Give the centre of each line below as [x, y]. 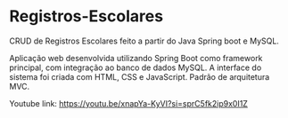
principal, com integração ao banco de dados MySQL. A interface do [136, 67]
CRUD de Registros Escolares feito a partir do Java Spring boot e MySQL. [144, 41]
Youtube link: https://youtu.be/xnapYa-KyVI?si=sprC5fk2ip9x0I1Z [128, 103]
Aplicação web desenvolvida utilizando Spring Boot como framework [136, 58]
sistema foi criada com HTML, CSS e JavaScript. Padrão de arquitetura [140, 76]
